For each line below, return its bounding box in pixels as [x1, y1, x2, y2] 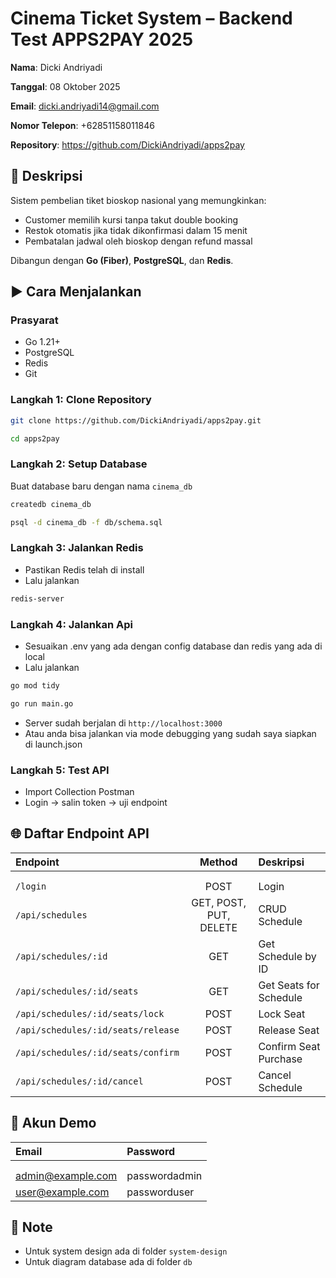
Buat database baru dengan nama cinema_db [10, 480, 193, 492]
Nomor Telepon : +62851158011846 [10, 119, 155, 131]
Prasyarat [10, 313, 59, 327]
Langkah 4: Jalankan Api [10, 617, 133, 631]
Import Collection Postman [24, 786, 135, 798]
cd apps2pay [10, 433, 60, 444]
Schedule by [258, 949, 317, 963]
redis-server [10, 593, 65, 604]
